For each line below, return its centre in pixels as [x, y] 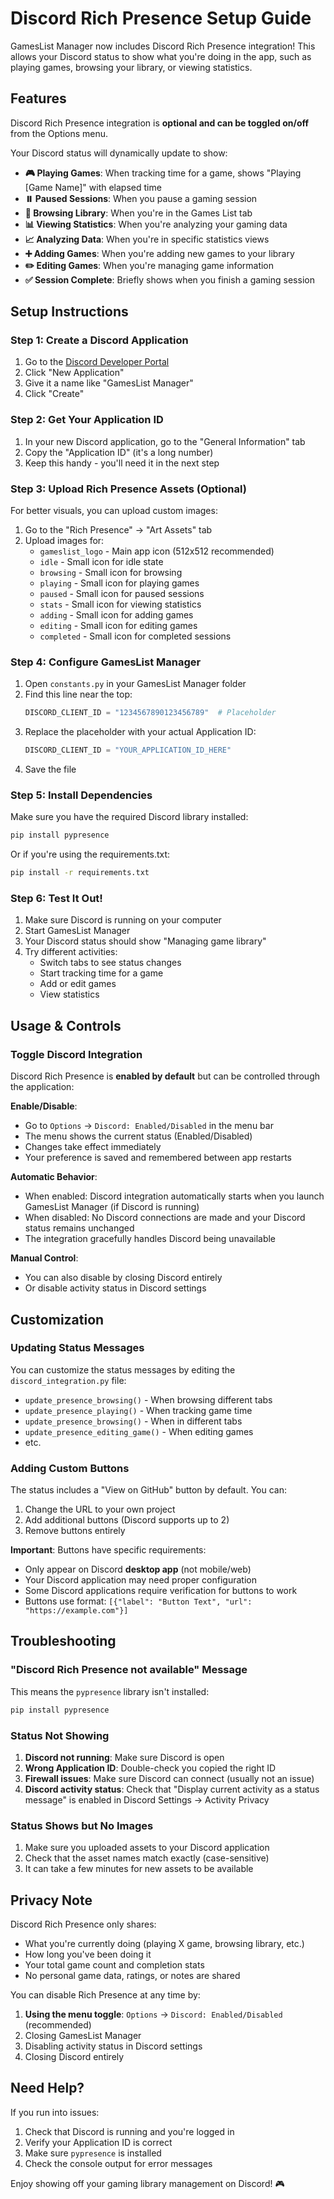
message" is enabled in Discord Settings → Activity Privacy [147, 1799]
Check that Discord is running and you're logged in [129, 2131]
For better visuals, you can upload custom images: [114, 511]
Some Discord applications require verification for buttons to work [161, 1591]
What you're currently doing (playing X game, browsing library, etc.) [164, 1944]
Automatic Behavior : [54, 1177]
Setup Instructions [69, 312]
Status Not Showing [60, 1735]
